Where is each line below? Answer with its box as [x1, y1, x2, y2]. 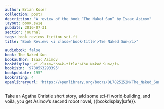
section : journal [5, 30, 41, 35]
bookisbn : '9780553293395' [5, 66, 60, 71]
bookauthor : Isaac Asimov [5, 57, 58, 62]
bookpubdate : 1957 [5, 70, 42, 76]
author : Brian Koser [5, 7, 47, 12]
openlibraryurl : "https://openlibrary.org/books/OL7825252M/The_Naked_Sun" [5, 80, 163, 85]
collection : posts [5, 12, 42, 17]
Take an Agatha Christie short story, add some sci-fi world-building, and [5, 93, 150, 99]
